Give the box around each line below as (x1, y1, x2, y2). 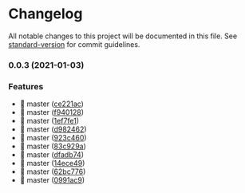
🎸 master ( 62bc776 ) (19, 167, 86, 176)
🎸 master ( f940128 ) (19, 108, 85, 117)
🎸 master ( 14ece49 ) (19, 159, 85, 168)
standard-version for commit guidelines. (8, 39, 140, 49)
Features (8, 81, 44, 92)
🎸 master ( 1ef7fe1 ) (19, 116, 80, 126)
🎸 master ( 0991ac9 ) (19, 175, 85, 185)
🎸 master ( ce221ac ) (19, 99, 84, 108)
